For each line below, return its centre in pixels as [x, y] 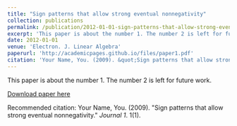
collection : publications [45, 21]
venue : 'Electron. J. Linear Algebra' [64, 47]
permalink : [23, 27]
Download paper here [39, 93]
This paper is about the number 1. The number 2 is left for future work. [110, 80]
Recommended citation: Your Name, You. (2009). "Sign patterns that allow [115, 108]
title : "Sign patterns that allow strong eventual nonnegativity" [107, 14]
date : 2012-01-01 [33, 40]
